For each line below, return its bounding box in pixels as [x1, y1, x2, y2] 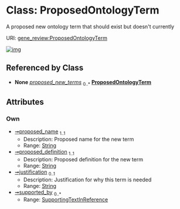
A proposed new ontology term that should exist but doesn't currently [6, 23, 175, 30]
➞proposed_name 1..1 [14, 128, 66, 137]
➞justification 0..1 [14, 168, 56, 177]
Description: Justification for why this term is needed [23, 176, 152, 183]
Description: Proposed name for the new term [23, 136, 134, 143]
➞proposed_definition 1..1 [14, 148, 74, 157]
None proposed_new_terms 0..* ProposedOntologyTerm [14, 78, 151, 87]
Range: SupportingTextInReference [23, 196, 108, 203]
